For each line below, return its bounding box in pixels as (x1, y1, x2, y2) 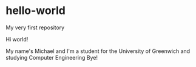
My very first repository (5, 24, 65, 31)
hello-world (5, 4, 66, 18)
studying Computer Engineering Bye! (5, 54, 98, 61)
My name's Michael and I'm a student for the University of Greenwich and (5, 47, 191, 55)
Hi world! (5, 35, 29, 43)
